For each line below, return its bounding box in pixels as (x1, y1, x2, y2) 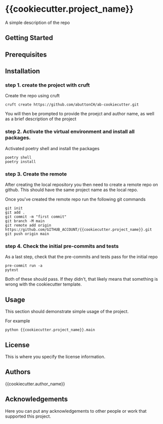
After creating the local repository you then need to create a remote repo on (5, 182, 158, 187)
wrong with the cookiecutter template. (5, 281, 82, 287)
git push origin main (5, 231, 49, 236)
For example (5, 318, 30, 324)
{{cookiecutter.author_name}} (5, 380, 65, 387)
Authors (5, 368, 31, 376)
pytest (5, 268, 19, 272)
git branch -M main (5, 219, 45, 223)
